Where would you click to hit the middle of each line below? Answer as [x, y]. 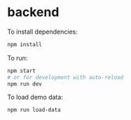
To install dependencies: [43, 32]
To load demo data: [35, 97]
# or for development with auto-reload [65, 77]
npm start [22, 71]
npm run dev [25, 84]
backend [33, 12]
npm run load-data [34, 110]
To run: [18, 58]
